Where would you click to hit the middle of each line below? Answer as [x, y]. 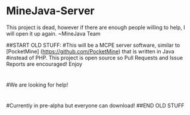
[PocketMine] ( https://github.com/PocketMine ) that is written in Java [90, 51]
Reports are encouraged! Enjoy [44, 64]
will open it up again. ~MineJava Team [53, 33]
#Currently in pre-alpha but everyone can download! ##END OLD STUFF [95, 106]
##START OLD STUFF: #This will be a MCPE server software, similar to [93, 45]
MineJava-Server [51, 11]
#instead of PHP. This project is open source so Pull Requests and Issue [95, 57]
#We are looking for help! [37, 85]
